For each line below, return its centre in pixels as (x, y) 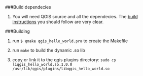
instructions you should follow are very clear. (58, 22)
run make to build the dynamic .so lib (49, 50)
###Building (18, 31)
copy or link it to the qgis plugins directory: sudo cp (64, 60)
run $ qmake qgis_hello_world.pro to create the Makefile (70, 41)
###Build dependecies (28, 7)
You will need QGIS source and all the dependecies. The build (75, 16)
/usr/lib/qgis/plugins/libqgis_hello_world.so (61, 69)
